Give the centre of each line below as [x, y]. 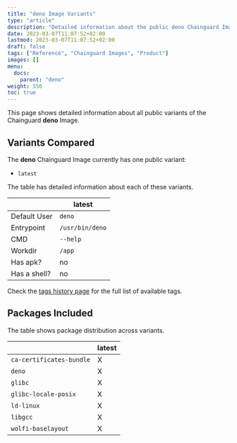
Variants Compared [51, 142]
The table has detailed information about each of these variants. [101, 187]
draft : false [26, 47]
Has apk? [26, 262]
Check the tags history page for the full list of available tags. [95, 291]
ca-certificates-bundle [51, 360]
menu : [15, 66]
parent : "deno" [42, 79]
